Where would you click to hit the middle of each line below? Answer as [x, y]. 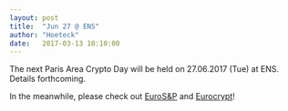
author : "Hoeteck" [44, 35]
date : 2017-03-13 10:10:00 [65, 43]
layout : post [34, 18]
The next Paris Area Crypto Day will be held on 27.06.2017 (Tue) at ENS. [144, 69]
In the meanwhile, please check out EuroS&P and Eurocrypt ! [122, 96]
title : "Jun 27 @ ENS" [55, 26]
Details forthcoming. [48, 79]
